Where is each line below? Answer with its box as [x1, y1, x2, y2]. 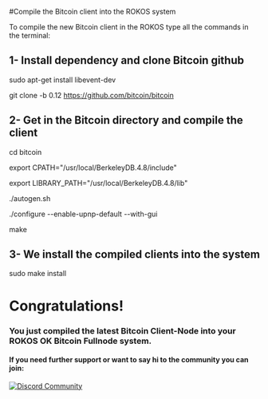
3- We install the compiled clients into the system [9, 247, 260, 262]
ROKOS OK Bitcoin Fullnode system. [9, 335, 152, 346]
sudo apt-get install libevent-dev [9, 75, 116, 85]
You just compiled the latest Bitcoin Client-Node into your [9, 325, 236, 336]
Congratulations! [9, 297, 124, 314]
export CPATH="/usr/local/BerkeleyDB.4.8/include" [9, 163, 178, 172]
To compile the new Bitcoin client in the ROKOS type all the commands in [9, 22, 250, 31]
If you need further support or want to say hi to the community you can [9, 355, 250, 365]
